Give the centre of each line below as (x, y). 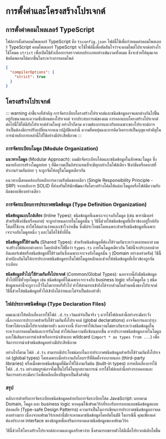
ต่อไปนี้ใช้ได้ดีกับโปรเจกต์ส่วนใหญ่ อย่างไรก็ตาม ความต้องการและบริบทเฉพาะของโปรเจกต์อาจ (80, 125)
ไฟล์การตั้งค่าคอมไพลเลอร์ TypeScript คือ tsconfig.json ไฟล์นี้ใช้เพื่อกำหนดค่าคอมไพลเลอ (83, 42)
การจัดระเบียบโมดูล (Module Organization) (52, 149)
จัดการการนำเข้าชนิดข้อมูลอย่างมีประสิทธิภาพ (41, 343)
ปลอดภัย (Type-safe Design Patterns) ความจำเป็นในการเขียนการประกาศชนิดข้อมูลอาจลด (83, 410)
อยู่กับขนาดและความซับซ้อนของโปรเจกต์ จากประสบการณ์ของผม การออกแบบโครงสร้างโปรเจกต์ (82, 119)
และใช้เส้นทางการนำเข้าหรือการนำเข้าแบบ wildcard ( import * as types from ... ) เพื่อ (83, 337)
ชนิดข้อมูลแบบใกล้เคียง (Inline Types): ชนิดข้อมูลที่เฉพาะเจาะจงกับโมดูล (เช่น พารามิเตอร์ (80, 215)
